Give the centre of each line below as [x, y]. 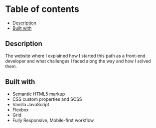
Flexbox [20, 110]
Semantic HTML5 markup [39, 94]
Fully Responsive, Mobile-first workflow [53, 120]
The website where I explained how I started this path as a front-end [75, 56]
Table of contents [42, 9]
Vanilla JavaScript [31, 104]
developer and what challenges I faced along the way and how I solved [78, 61]
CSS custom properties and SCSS [47, 99]
